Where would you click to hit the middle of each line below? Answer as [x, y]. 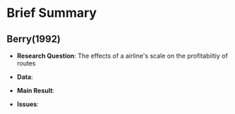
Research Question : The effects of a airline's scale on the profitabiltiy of [122, 56]
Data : [25, 77]
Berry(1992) [34, 39]
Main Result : [35, 90]
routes [26, 63]
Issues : [28, 104]
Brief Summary [52, 13]
